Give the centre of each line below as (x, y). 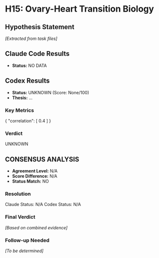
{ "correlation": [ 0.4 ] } (28, 120)
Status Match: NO (31, 181)
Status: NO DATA (29, 65)
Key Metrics (20, 110)
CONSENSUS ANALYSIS (42, 159)
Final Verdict (20, 217)
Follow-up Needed (27, 240)
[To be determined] (24, 251)
